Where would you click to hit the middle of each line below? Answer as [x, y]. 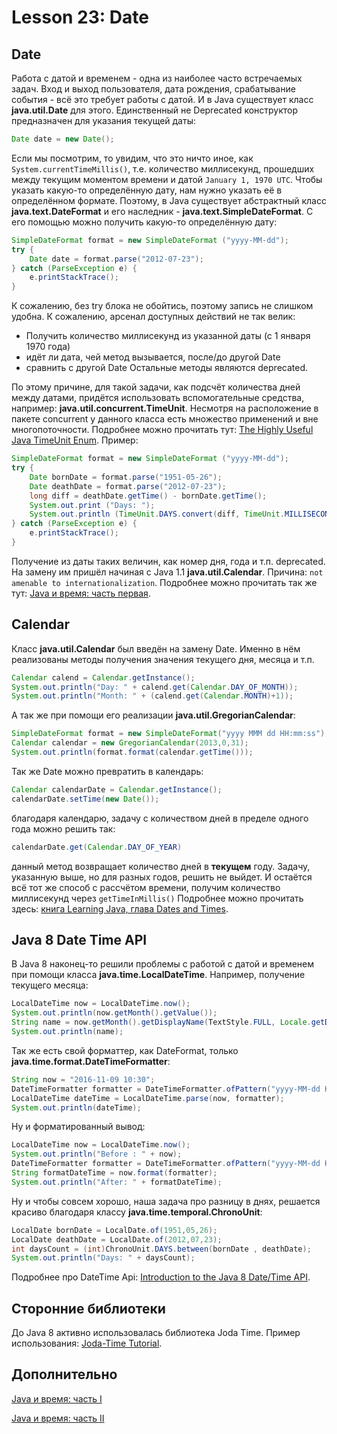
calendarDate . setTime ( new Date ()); [85, 799]
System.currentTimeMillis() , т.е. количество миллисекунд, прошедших [163, 168]
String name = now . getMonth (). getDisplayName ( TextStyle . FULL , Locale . [161, 1022]
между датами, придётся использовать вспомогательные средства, [158, 398]
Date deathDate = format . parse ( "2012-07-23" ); [128, 486]
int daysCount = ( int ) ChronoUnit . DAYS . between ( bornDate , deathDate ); [161, 1249]
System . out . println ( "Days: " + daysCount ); [103, 1258]
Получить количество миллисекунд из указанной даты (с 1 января [168, 336]
